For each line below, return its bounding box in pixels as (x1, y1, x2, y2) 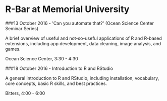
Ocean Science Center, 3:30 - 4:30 (5, 55, 78, 61)
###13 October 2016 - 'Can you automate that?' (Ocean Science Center (5, 20, 154, 26)
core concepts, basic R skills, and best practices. (5, 80, 107, 86)
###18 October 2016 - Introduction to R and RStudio (5, 65, 114, 71)
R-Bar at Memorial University (5, 4, 130, 15)
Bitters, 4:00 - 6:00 (5, 90, 45, 96)
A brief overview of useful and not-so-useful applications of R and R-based (5, 35, 162, 41)
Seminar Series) (5, 25, 39, 31)
